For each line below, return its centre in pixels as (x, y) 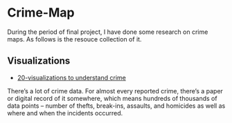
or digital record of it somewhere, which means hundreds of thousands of (112, 98)
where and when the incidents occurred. (65, 113)
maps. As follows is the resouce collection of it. (74, 39)
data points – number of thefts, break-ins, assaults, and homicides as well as (116, 106)
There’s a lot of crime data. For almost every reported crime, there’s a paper (115, 91)
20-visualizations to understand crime (71, 77)
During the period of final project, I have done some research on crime (108, 32)
